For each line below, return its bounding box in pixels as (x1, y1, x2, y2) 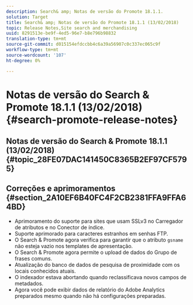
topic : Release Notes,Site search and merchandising (6, 25, 137, 31)
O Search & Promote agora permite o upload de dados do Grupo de (14, 249, 177, 256)
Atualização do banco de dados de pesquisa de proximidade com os (14, 261, 180, 268)
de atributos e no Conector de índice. (14, 223, 105, 231)
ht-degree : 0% (6, 57, 41, 63)
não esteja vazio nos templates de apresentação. (14, 242, 133, 249)
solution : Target (6, 14, 49, 20)
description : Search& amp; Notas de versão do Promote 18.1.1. (6, 8, 164, 15)
